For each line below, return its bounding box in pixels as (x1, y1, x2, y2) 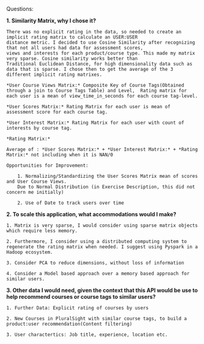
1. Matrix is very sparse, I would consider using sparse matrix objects (6, 222, 199, 229)
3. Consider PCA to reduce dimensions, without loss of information (6, 260, 184, 266)
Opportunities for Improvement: (6, 163, 89, 169)
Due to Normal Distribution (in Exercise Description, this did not (17, 184, 195, 190)
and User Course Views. (6, 178, 67, 185)
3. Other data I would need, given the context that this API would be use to (6, 287, 199, 294)
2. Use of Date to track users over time (17, 200, 124, 206)
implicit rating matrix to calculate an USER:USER (6, 34, 138, 40)
